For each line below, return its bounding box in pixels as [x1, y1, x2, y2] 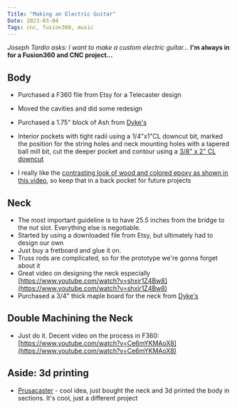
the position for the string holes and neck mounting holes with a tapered [17, 140, 230, 148]
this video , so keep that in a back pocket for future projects [17, 176, 191, 185]
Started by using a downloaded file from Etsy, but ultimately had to [17, 231, 214, 239]
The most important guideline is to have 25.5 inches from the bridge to [17, 216, 225, 224]
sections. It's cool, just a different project [17, 393, 138, 402]
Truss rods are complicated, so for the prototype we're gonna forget [17, 254, 218, 262]
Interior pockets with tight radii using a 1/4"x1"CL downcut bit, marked [17, 132, 223, 141]
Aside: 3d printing [7, 367, 89, 379]
